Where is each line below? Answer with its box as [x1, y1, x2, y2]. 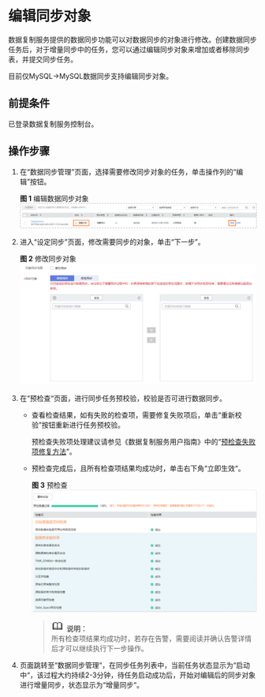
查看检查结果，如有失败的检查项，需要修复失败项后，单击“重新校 [31, 410, 242, 420]
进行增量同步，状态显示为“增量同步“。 [19, 680, 144, 689]
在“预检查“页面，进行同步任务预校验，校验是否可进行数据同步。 [19, 394, 227, 403]
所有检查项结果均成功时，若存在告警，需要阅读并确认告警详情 [50, 633, 252, 643]
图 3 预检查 [31, 481, 68, 490]
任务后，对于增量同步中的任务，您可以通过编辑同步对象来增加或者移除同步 [8, 44, 250, 54]
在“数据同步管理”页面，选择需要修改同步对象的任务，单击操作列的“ [19, 167, 237, 176]
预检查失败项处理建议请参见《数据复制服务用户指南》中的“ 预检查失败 [31, 437, 256, 447]
